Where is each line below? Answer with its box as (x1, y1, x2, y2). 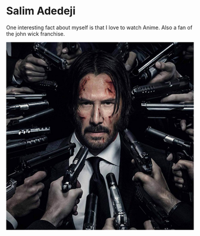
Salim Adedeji (6, 4, 76, 18)
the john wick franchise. (6, 30, 65, 37)
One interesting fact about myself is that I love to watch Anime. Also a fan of (6, 24, 193, 31)
